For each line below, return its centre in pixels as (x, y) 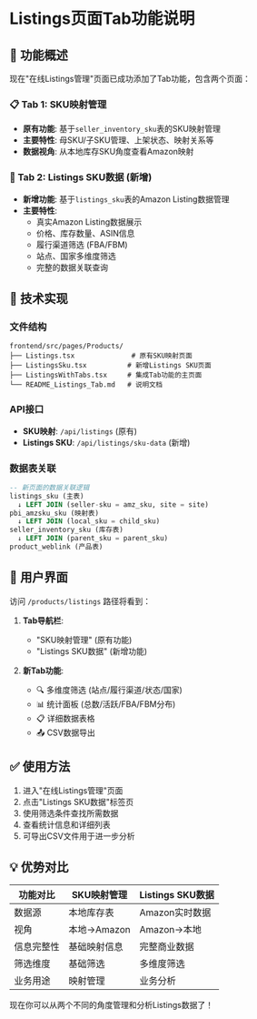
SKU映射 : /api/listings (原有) (80, 431)
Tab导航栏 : (43, 620)
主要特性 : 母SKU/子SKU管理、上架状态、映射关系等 (118, 140)
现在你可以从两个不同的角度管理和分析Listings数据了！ (111, 1005)
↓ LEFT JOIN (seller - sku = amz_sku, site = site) (113, 504)
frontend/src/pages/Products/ (67, 347)
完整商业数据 (167, 947)
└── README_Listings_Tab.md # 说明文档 (86, 385)
